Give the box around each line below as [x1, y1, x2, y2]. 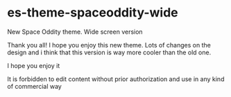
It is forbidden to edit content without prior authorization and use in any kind [7, 74, 225, 83]
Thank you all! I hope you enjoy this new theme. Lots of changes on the [7, 41, 212, 49]
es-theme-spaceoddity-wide [7, 5, 178, 21]
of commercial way [7, 82, 62, 90]
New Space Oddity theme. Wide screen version [7, 28, 144, 36]
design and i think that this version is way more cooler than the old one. [7, 48, 212, 56]
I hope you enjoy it [7, 61, 60, 69]
